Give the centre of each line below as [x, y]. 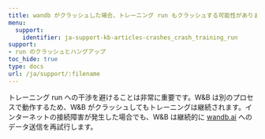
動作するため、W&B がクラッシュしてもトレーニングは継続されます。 [134, 107]
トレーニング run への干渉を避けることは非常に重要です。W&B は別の [121, 97]
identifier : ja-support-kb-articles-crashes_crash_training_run [130, 37]
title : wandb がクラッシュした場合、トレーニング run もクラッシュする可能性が [125, 15]
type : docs [26, 67]
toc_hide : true [33, 60]
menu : [17, 23]
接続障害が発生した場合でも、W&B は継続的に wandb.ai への [154, 117]
